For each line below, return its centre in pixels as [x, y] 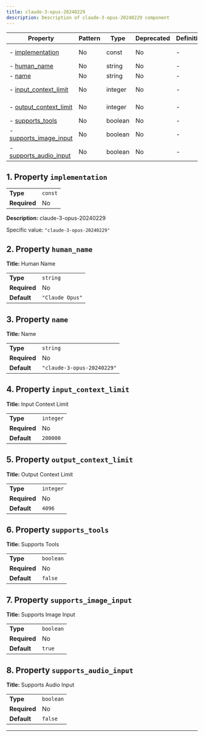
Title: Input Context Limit [37, 404]
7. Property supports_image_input [69, 600]
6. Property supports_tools [58, 530]
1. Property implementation [57, 177]
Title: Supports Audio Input [40, 685]
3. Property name [37, 319]
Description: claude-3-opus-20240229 [56, 218]
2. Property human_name [49, 249]
